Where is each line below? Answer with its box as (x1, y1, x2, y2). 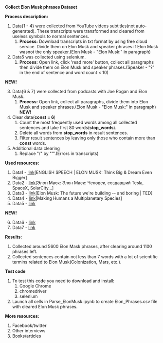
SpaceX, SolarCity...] (12, 185, 54, 191)
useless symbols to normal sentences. (12, 34, 89, 39)
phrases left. (12, 248, 37, 254)
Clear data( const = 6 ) (12, 114, 56, 120)
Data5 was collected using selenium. (12, 54, 86, 60)
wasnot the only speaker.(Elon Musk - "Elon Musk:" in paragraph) (19, 49, 151, 55)
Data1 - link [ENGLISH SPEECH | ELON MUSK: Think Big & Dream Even (12, 170, 152, 175)
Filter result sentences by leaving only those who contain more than (19, 135, 156, 141)
